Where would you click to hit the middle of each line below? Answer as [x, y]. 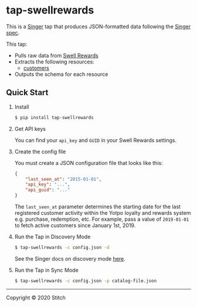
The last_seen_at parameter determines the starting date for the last [97, 207]
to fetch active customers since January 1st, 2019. [75, 225]
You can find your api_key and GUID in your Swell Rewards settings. [96, 140]
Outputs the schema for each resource [61, 74]
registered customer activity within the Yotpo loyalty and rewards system [103, 213]
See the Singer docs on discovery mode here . [70, 258]
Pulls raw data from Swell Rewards [56, 55]
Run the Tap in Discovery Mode [52, 237]
